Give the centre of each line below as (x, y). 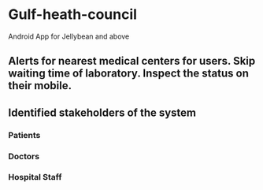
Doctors (24, 156)
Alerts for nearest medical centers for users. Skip (132, 61)
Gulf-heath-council (73, 15)
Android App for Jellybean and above (69, 36)
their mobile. (40, 86)
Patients (24, 135)
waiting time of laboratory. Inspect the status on (129, 74)
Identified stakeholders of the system (102, 112)
